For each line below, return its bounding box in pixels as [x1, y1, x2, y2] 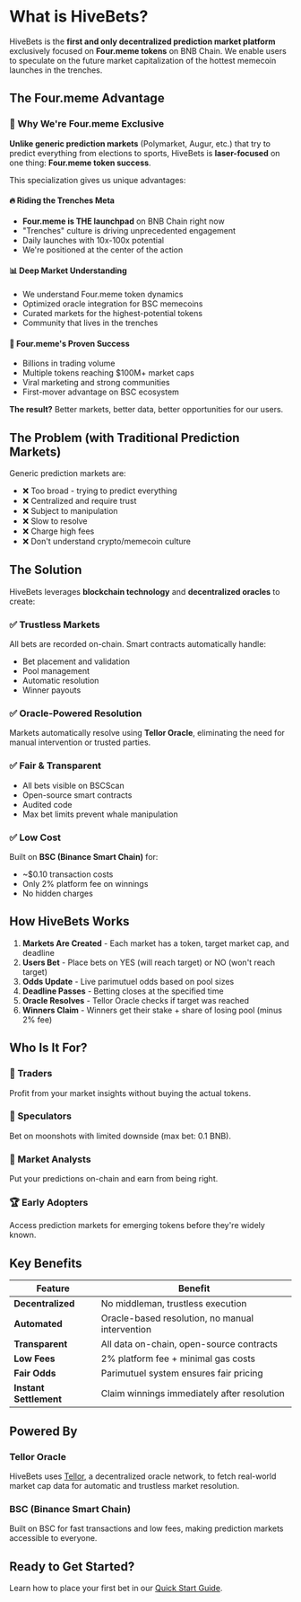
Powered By [9, 1423, 78, 1438]
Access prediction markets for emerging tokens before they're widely [9, 1220, 266, 1231]
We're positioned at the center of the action [21, 244, 184, 255]
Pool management [21, 666, 90, 677]
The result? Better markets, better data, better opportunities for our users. [9, 404, 284, 415]
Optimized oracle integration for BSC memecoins [21, 298, 203, 309]
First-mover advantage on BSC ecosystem [21, 386, 179, 397]
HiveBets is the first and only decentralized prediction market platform [9, 36, 276, 47]
